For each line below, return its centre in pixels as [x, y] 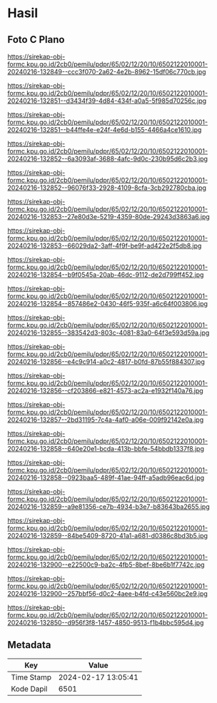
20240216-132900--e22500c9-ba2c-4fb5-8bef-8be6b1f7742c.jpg [106, 565]
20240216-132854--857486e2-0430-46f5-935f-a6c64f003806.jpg [108, 304]
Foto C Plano [36, 40]
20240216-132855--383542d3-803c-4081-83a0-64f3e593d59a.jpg [108, 333]
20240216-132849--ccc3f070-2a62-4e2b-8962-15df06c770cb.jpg [107, 72]
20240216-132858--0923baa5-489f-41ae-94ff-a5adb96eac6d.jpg [106, 477]
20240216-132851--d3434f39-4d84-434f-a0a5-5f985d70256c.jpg [107, 101]
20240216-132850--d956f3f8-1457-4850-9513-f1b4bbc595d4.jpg [106, 623]
